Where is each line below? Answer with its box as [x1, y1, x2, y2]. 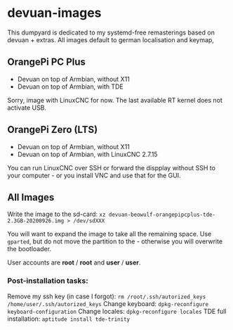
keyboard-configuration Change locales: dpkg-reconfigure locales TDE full [7, 307, 227, 315]
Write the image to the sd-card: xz [7, 210, 106, 219]
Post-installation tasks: [7, 276, 89, 286]
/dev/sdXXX [73, 217, 105, 224]
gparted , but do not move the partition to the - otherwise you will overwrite [7, 237, 223, 246]
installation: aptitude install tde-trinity [7, 315, 131, 323]
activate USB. [7, 103, 47, 112]
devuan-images [7, 5, 102, 21]
